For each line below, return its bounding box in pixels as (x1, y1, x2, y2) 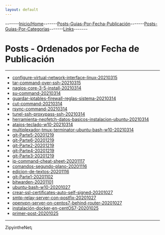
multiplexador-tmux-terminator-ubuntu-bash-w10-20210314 (12, 126, 134, 133)
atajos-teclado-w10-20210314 (12, 121, 73, 127)
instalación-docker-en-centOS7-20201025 (12, 205, 99, 211)
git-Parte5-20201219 (12, 132, 55, 138)
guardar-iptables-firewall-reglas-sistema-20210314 (12, 95, 116, 101)
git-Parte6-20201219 (12, 137, 55, 143)
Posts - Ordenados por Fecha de (5, 43, 139, 54)
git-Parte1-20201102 (12, 174, 54, 179)
